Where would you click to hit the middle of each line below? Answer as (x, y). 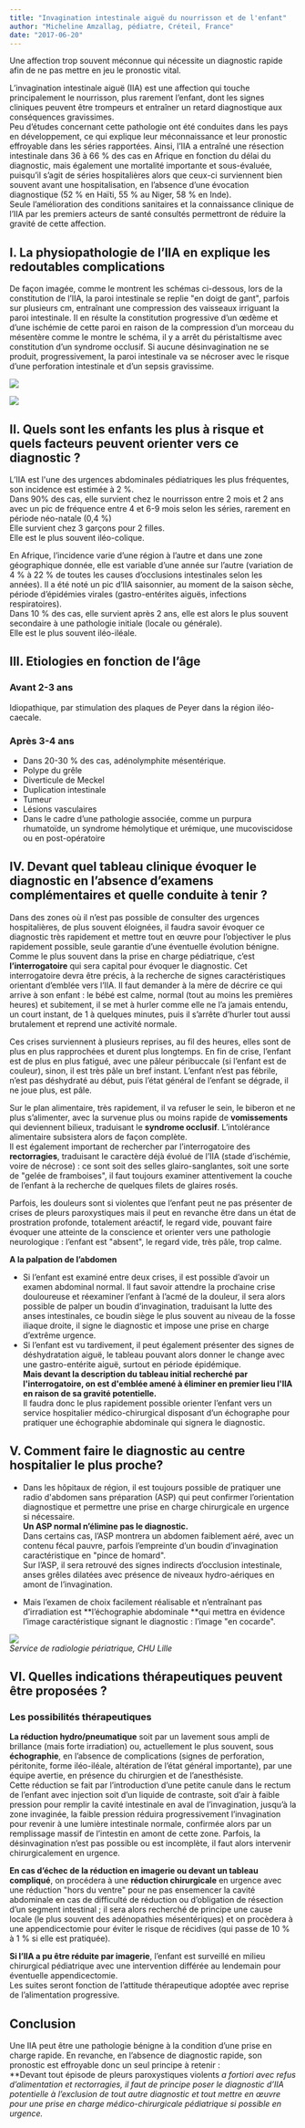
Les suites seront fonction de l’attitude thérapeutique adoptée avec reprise (149, 1986)
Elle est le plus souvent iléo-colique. (77, 538)
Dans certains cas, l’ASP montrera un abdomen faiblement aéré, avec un (158, 1536)
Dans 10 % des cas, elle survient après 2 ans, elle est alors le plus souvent (149, 613)
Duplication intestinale (64, 789)
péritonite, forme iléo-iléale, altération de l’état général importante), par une (151, 1766)
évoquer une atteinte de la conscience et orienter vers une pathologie (140, 1231)
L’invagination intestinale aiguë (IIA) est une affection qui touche (130, 88)
